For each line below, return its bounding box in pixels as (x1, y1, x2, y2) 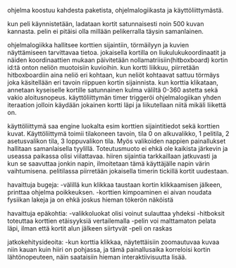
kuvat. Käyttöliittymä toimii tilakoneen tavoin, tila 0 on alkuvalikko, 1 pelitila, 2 (7, 130, 230, 138)
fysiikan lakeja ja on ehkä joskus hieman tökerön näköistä (7, 195, 174, 204)
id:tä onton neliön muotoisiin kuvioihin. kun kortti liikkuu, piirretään (7, 63, 199, 71)
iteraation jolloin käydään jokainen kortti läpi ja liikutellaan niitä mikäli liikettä (7, 101, 227, 109)
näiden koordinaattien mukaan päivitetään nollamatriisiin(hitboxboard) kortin (7, 56, 228, 64)
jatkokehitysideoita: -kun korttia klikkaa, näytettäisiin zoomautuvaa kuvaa (7, 238, 220, 246)
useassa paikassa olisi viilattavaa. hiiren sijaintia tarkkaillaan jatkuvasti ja (7, 152, 217, 160)
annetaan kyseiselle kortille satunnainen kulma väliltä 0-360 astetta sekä (7, 86, 218, 94)
